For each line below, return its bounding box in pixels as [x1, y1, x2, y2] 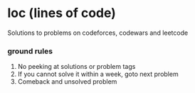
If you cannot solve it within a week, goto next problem [17, 70, 179, 79]
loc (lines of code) [7, 5, 116, 21]
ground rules [7, 46, 53, 56]
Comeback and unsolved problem [17, 77, 117, 86]
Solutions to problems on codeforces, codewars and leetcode [7, 28, 189, 37]
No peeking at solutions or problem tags [17, 62, 136, 71]
